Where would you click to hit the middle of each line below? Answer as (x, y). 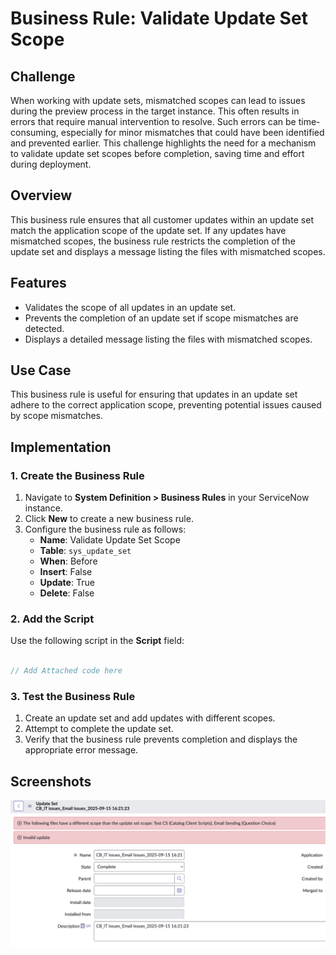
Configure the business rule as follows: (105, 529)
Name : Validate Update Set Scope (110, 540)
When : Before (68, 561)
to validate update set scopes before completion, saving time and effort (157, 153)
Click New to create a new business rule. (109, 519)
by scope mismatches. (57, 416)
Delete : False (67, 593)
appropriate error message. (81, 750)
